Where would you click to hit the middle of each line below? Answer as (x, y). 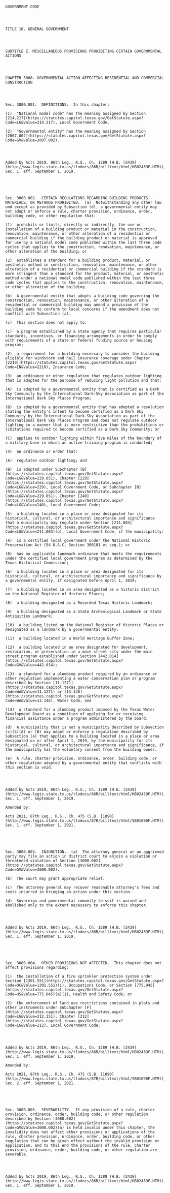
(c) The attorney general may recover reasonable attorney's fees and (82, 888)
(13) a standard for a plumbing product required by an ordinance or (81, 674)
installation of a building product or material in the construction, (81, 229)
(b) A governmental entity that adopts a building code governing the (82, 296)
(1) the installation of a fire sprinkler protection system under (79, 976)
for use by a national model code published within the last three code (83, 242)
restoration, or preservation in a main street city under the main (79, 652)
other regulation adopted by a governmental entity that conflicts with (83, 763)
